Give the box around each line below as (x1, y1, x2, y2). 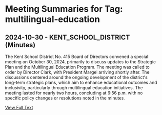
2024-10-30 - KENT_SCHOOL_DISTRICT (5, 33, 130, 41)
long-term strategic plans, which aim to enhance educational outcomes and (5, 79, 157, 85)
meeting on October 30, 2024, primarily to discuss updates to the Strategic (5, 59, 156, 64)
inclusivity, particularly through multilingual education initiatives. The (5, 85, 143, 91)
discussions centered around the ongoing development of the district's (5, 75, 148, 80)
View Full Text (5, 105, 33, 110)
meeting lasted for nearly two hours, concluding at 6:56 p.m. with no (5, 90, 143, 96)
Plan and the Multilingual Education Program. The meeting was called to (5, 64, 150, 70)
